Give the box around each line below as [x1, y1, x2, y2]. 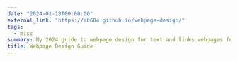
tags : [7, 23, 23, 30]
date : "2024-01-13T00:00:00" [7, 10, 93, 18]
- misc [13, 29, 33, 37]
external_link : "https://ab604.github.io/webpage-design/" [7, 17, 186, 24]
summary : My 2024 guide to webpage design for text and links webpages [7, 36, 223, 43]
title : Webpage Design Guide [7, 43, 93, 50]
